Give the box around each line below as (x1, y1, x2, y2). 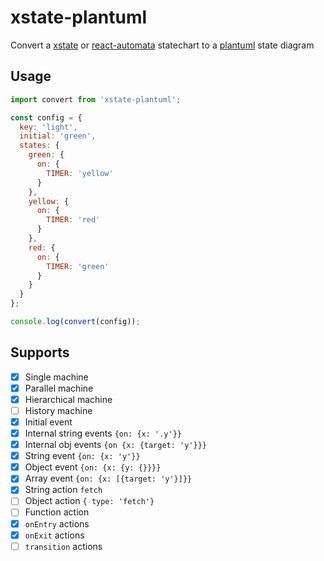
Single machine (24, 371, 89, 383)
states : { (19, 141, 60, 151)
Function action (24, 506, 90, 518)
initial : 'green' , (19, 131, 97, 141)
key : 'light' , (19, 122, 78, 132)
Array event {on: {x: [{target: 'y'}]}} (24, 472, 193, 485)
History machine (24, 404, 93, 416)
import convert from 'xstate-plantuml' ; (10, 94, 182, 105)
